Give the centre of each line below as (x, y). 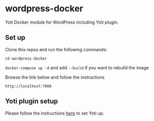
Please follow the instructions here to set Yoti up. (55, 113)
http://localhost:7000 (28, 86)
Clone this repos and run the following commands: (56, 49)
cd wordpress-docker (26, 59)
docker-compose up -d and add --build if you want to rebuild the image (77, 67)
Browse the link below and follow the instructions (55, 77)
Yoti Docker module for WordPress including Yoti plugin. (62, 22)
